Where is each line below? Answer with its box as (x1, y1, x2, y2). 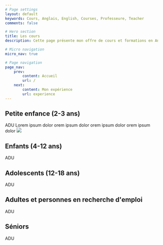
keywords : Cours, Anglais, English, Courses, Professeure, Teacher (5, 16, 145, 21)
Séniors (5, 223, 29, 231)
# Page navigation (5, 60, 42, 65)
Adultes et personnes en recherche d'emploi (5, 196, 143, 204)
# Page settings (5, 7, 38, 12)
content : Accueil (22, 73, 57, 79)
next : (14, 83, 25, 87)
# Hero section (5, 29, 36, 34)
